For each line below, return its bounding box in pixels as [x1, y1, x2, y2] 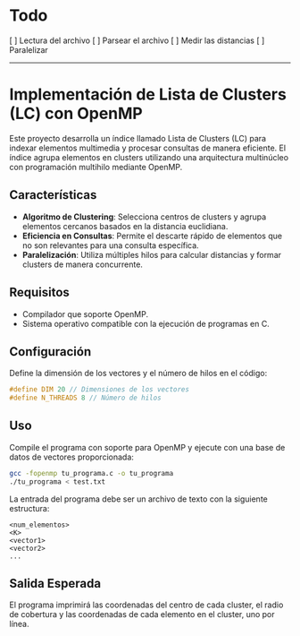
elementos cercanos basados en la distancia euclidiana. [21, 220, 229, 231]
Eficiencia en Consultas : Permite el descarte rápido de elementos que [21, 230, 283, 241]
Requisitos [9, 285, 70, 300]
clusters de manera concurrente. [21, 259, 143, 270]
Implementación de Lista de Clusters [9, 84, 287, 105]
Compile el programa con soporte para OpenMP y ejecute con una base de [9, 442, 286, 452]
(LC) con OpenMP [9, 104, 143, 124]
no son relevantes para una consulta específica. [21, 239, 199, 251]
